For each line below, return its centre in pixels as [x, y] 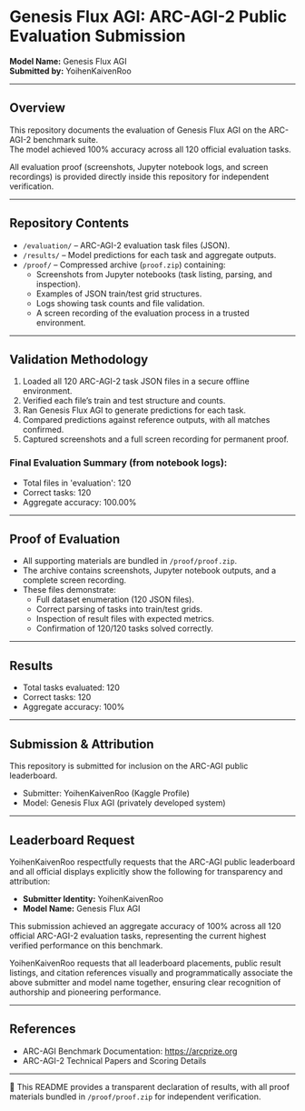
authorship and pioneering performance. [85, 992]
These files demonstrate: [69, 590]
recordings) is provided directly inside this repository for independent [139, 176]
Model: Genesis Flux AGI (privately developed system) [124, 803]
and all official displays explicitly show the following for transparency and [146, 871]
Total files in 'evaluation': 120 [77, 483]
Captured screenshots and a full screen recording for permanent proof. [155, 439]
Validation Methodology [79, 360]
